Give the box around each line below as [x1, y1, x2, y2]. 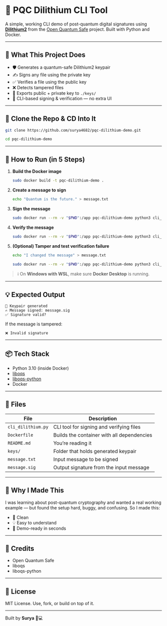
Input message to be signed [53, 456, 118, 463]
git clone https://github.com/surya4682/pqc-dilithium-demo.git [5, 128, 141, 133]
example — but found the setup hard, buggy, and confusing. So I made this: [5, 504, 160, 510]
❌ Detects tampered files [12, 84, 64, 90]
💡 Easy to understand [12, 519, 57, 525]
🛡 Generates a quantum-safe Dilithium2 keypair [12, 64, 111, 70]
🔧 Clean [12, 514, 29, 520]
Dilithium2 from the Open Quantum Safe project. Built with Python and [5, 26, 150, 32]
